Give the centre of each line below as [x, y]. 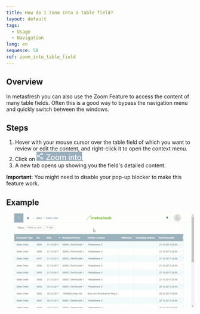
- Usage [21, 32]
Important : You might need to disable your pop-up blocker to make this [94, 177]
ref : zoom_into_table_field [41, 57]
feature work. [23, 183]
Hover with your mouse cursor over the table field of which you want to [102, 142]
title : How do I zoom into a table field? [60, 13]
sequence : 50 [22, 51]
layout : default [26, 19]
